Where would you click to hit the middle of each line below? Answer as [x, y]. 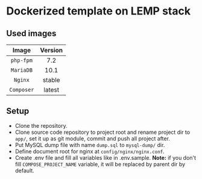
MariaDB [22, 70]
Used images [31, 33]
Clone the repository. [41, 125]
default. [24, 171]
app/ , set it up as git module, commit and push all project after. [93, 138]
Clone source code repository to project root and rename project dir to [103, 132]
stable [51, 80]
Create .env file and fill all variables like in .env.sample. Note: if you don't [106, 157]
